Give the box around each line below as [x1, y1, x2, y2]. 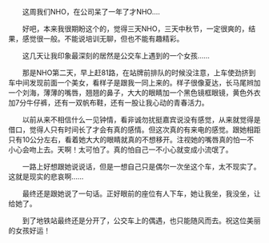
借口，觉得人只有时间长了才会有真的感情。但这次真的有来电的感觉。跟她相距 [8, 125, 261, 134]
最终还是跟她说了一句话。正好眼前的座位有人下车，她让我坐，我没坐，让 [22, 189, 261, 198]
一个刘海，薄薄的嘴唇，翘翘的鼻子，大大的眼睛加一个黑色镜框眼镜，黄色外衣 [8, 88, 261, 98]
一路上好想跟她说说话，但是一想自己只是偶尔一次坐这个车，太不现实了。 [22, 162, 261, 171]
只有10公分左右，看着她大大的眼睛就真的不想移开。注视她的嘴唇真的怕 [8, 135, 240, 144]
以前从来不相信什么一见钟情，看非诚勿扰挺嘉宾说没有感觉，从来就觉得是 [22, 115, 261, 124]
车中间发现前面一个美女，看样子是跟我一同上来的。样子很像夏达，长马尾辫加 [8, 78, 261, 87]
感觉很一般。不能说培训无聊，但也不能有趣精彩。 [22, 34, 184, 43]
